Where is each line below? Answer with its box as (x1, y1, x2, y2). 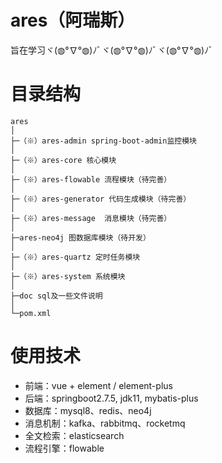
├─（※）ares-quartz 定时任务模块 (10, 252, 141, 262)
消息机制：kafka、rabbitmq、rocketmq (24, 417, 186, 429)
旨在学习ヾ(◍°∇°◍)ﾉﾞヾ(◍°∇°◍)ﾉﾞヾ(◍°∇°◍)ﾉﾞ (10, 44, 214, 56)
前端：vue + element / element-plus (24, 379, 173, 391)
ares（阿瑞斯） (10, 9, 136, 32)
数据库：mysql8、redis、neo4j (24, 404, 152, 416)
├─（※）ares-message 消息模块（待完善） (10, 213, 172, 223)
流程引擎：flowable (24, 442, 105, 454)
